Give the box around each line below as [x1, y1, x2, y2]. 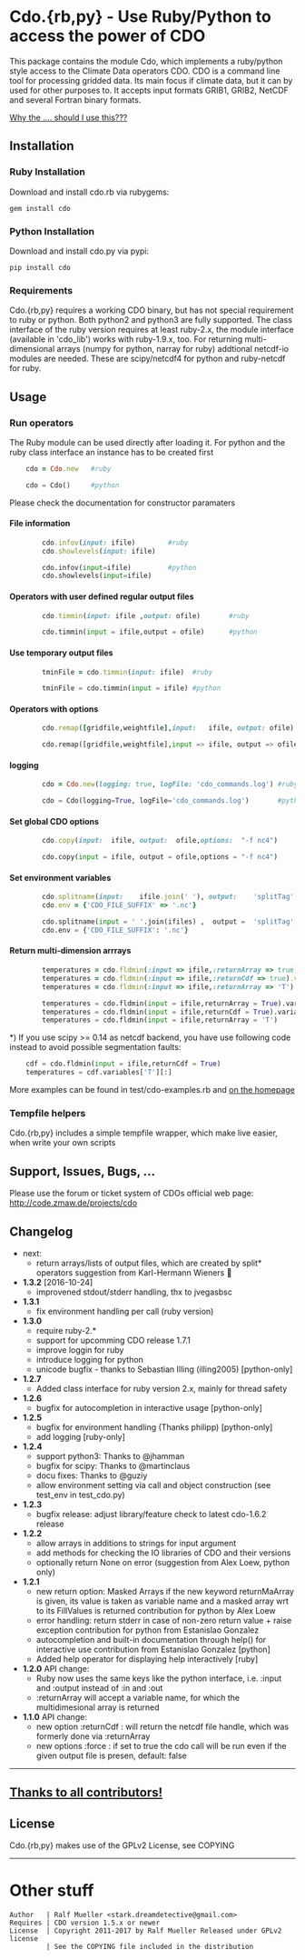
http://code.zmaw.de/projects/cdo [9, 1197, 138, 1208]
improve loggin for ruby [35, 1344, 124, 1355]
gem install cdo [9, 204, 71, 213]
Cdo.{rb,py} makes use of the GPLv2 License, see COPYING [9, 1840, 235, 1851]
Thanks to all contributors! [9, 1785, 163, 1801]
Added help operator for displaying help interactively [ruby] [35, 1653, 259, 1665]
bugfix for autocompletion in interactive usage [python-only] [35, 1402, 263, 1413]
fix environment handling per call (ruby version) [35, 1305, 214, 1316]
